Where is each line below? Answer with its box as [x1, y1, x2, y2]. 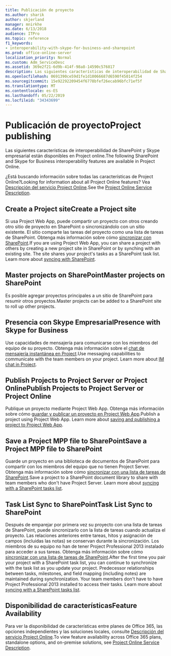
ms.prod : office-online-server [5, 50, 72, 55]
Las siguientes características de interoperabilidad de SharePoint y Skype [5, 148, 160, 154]
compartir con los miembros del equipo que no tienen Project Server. [5, 464, 150, 470]
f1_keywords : [5, 41, 33, 46]
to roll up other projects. [5, 303, 56, 309]
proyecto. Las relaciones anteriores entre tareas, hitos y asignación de [5, 532, 153, 539]
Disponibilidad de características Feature [5, 601, 137, 610]
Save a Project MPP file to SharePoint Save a [5, 436, 147, 445]
